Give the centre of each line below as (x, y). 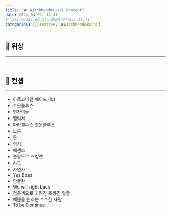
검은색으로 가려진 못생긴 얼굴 (41, 193)
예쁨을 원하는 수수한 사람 (37, 199)
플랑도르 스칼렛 (28, 156)
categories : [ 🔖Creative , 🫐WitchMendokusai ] (53, 24)
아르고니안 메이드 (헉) (34, 99)
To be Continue (29, 205)
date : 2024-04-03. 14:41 (32, 15)
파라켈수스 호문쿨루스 (34, 124)
